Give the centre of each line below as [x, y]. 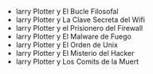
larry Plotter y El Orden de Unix [67, 45]
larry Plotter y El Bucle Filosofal [67, 11]
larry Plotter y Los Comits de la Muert [77, 61]
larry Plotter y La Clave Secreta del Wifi [80, 20]
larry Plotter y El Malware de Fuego [73, 36]
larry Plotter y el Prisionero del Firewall [79, 28]
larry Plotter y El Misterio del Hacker [75, 53]
